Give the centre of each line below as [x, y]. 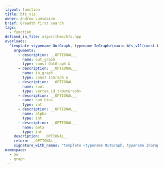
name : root [33, 86]
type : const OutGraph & [46, 64]
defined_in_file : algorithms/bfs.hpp [43, 37]
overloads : [16, 41]
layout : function [23, 9]
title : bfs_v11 [20, 14]
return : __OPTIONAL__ [35, 141]
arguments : [25, 50]
